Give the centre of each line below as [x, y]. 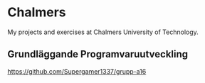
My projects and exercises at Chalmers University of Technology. [103, 32]
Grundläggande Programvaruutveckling [98, 54]
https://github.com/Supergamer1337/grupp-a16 [77, 71]
